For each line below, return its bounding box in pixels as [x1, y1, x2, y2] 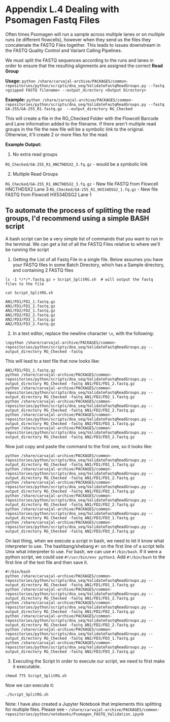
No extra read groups [12, 151, 58, 157]
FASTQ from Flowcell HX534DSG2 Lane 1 [5, 192, 92, 198]
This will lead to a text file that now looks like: [5, 358, 100, 364]
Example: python [5, 97, 41, 103]
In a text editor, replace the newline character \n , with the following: [12, 330, 154, 336]
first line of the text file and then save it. [5, 559, 88, 565]
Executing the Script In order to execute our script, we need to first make [12, 658, 165, 664]
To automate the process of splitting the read [5, 206, 151, 215]
